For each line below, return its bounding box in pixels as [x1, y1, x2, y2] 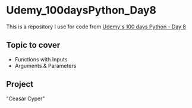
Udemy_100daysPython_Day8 [6, 4, 156, 17]
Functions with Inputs [14, 55, 68, 63]
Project [6, 79, 34, 89]
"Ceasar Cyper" [6, 95, 45, 102]
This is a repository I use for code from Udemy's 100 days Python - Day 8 [6, 23, 186, 30]
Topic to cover [6, 40, 61, 50]
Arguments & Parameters [14, 62, 77, 69]
